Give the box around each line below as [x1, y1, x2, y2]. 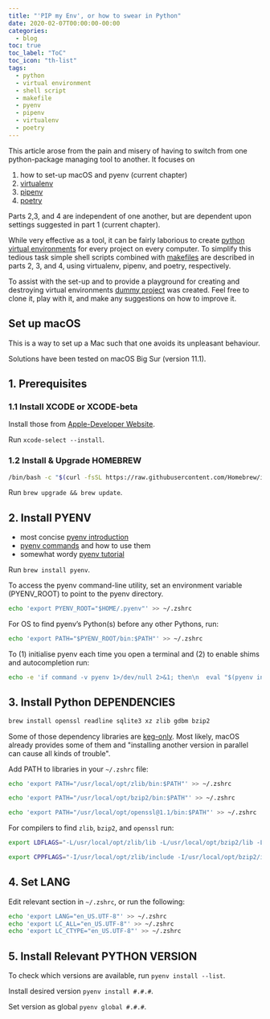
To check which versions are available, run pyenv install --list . [8, 971, 226, 980]
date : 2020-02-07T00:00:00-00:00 [8, 19, 121, 27]
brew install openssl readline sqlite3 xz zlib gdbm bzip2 [8, 717, 211, 725]
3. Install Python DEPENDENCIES [8, 696, 176, 710]
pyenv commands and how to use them [19, 541, 151, 550]
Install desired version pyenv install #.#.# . [8, 986, 154, 996]
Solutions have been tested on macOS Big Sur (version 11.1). [8, 354, 207, 363]
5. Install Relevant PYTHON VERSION [8, 949, 198, 963]
